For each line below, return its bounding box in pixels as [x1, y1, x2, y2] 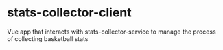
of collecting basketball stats [7, 34, 89, 42]
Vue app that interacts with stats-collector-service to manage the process [7, 27, 216, 36]
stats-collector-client [7, 5, 132, 21]
